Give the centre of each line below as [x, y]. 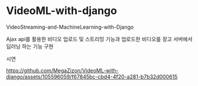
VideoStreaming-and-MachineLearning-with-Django [70, 27]
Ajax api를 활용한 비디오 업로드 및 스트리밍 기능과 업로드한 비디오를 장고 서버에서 [99, 39]
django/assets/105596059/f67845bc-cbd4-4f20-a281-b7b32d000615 [92, 77]
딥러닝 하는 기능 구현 [30, 46]
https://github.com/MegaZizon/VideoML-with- [63, 70]
